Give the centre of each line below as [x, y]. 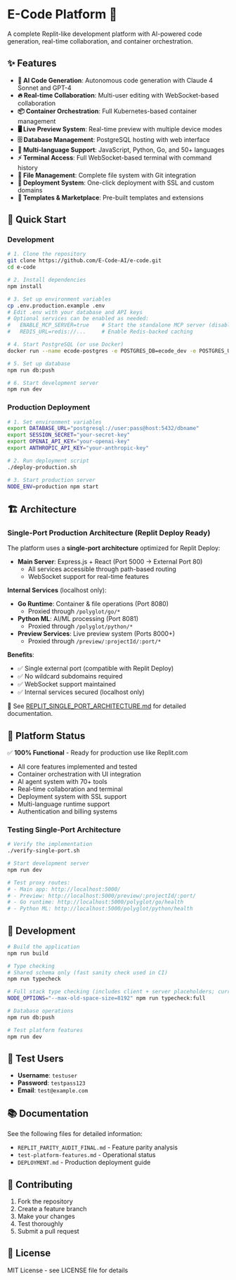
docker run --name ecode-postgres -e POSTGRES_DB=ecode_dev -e [102, 351]
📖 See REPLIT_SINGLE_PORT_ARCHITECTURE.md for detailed [97, 706]
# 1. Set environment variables [54, 422]
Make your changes [46, 1216]
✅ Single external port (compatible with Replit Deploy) [96, 668]
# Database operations [40, 1011]
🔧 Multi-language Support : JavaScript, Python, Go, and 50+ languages [121, 150]
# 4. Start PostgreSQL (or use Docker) [66, 345]
